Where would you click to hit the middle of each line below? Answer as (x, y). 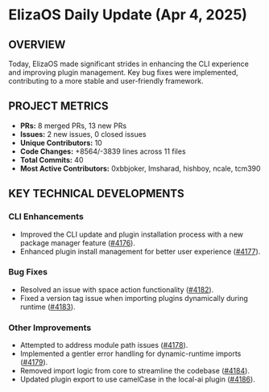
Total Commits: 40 (52, 159)
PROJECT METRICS (58, 106)
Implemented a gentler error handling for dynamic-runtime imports (130, 354)
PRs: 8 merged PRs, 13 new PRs (73, 126)
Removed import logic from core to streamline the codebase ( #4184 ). (134, 371)
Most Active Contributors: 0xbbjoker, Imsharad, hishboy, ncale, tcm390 (140, 168)
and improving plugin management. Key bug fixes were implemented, (124, 72)
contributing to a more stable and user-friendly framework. (106, 81)
